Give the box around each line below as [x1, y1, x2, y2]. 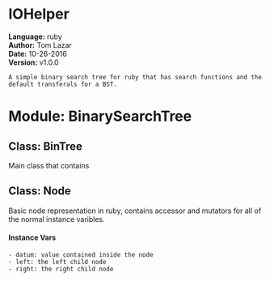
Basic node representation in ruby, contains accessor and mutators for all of [8, 206, 261, 215]
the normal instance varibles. [8, 214, 105, 224]
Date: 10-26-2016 [8, 49, 67, 58]
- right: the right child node [8, 265, 114, 273]
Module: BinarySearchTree [8, 107, 192, 126]
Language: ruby [8, 32, 62, 41]
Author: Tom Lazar [8, 40, 73, 49]
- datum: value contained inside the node [8, 250, 154, 259]
